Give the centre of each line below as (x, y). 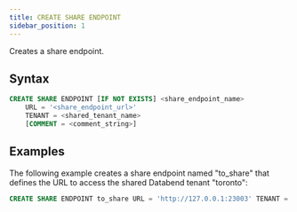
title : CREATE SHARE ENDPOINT (65, 17)
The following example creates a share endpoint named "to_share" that (139, 173)
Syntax (29, 79)
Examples (37, 152)
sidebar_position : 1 (48, 26)
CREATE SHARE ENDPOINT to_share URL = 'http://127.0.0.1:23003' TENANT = (149, 199)
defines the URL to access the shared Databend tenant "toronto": (128, 182)
